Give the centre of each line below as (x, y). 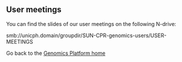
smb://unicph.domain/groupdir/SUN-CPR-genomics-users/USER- (87, 35)
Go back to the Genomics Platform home (56, 53)
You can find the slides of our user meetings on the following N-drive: (91, 24)
